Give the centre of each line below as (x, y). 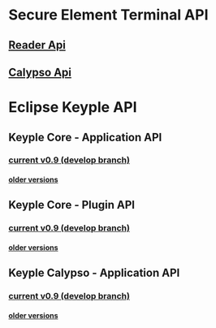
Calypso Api (40, 72)
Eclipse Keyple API (73, 108)
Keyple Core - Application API (85, 137)
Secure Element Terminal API (108, 15)
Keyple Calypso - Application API (94, 273)
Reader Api (37, 45)
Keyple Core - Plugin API (72, 205)
